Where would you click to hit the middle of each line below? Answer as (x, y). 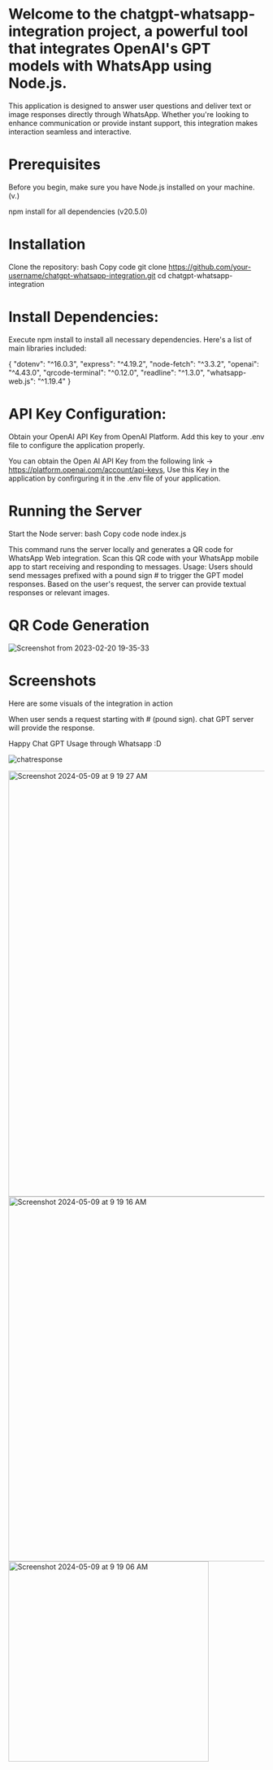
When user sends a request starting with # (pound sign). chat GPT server (131, 719)
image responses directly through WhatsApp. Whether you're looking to (129, 114)
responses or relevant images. (59, 592)
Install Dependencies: (84, 317)
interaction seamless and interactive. (70, 132)
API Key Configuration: (87, 413)
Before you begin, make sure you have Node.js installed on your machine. (132, 187)
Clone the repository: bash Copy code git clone (88, 267)
